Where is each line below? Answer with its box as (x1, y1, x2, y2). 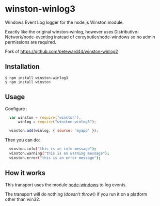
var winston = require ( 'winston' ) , (9, 115, 81, 120)
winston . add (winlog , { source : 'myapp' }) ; (9, 128, 98, 133)
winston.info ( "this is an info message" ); (9, 146, 96, 151)
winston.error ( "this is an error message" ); (9, 155, 101, 160)
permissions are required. (5, 39, 57, 45)
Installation (5, 63, 40, 71)
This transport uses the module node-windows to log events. (5, 182, 127, 188)
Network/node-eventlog (5, 34, 53, 40)
